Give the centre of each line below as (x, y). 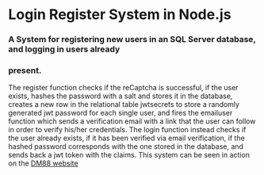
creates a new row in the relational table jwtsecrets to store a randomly (124, 105)
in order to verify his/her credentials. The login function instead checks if (127, 130)
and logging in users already (64, 49)
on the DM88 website (43, 163)
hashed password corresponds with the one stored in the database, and (126, 146)
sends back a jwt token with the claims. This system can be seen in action (129, 155)
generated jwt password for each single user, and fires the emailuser (121, 113)
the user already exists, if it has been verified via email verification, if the (127, 138)
